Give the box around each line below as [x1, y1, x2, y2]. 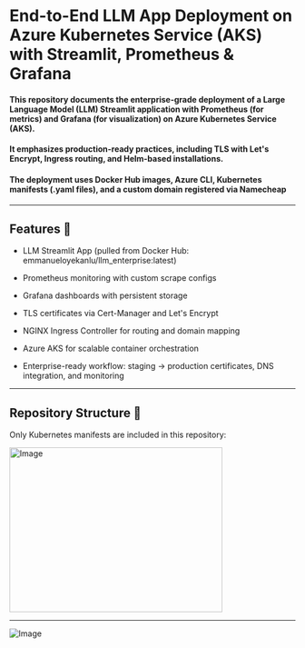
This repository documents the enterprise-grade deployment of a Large [9, 94, 286, 105]
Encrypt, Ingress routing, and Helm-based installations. [9, 154, 224, 164]
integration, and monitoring [22, 370, 124, 382]
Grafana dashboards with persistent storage [22, 290, 188, 301]
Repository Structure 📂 [9, 405, 142, 421]
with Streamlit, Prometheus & [9, 45, 234, 65]
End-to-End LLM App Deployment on [9, 5, 293, 26]
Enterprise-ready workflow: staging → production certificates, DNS [22, 361, 274, 372]
